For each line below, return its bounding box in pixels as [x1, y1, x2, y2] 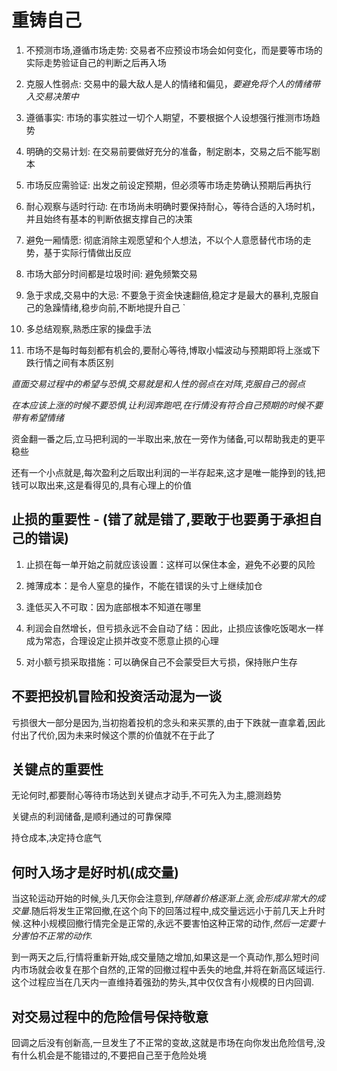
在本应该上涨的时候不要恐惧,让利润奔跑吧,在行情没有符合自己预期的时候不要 [11, 399, 324, 411]
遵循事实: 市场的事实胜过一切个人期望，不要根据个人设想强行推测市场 [25, 111, 312, 123]
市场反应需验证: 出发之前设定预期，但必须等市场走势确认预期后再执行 [25, 179, 312, 191]
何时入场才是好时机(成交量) [11, 864, 179, 881]
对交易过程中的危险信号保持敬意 [11, 1008, 209, 1025]
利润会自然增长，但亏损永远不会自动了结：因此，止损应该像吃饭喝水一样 [25, 622, 324, 634]
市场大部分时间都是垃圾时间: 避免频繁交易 [25, 267, 198, 280]
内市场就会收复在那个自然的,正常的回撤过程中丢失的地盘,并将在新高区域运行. [11, 964, 326, 976]
